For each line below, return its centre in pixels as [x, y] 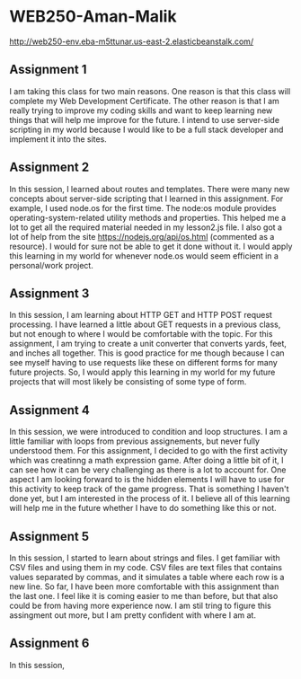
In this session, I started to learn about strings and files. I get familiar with [145, 558]
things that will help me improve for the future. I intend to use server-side [145, 119]
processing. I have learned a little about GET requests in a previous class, [145, 324]
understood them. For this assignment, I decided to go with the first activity [148, 451]
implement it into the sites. [58, 139]
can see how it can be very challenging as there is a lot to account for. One [148, 470]
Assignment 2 [49, 168]
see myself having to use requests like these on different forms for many [144, 363]
